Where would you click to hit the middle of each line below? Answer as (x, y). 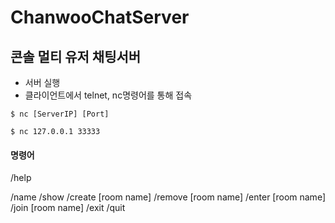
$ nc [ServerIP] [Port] (60, 114)
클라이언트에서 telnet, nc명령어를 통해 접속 (108, 95)
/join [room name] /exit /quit (68, 208)
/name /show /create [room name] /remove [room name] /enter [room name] (168, 197)
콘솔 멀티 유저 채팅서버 (76, 56)
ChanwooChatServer (100, 17)
